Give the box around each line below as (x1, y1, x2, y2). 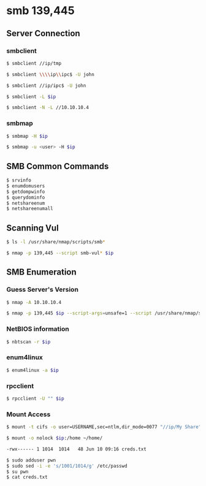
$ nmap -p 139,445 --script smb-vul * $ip (6, 250, 114, 256)
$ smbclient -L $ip (6, 93, 56, 100)
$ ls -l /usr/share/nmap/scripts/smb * (6, 239, 105, 245)
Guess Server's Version (6, 286, 78, 294)
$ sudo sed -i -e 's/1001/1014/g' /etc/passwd (6, 463, 128, 469)
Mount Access (6, 410, 51, 419)
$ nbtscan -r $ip (6, 338, 51, 345)
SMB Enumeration (6, 267, 77, 278)
